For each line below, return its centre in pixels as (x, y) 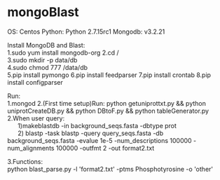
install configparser (35, 82)
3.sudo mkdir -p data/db (42, 60)
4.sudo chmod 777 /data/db (48, 67)
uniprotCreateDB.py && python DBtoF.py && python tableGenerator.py (108, 111)
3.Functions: (25, 161)
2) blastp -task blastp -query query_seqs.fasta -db (90, 133)
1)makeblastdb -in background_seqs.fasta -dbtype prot (97, 125)
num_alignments (31, 148)
